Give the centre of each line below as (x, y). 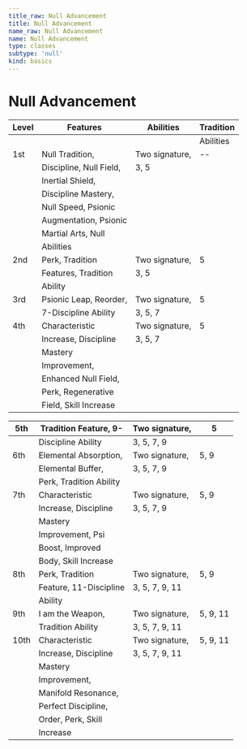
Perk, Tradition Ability (79, 482)
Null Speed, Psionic (79, 206)
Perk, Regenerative (78, 392)
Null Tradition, (68, 154)
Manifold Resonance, (79, 693)
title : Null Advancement (50, 24)
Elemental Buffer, (71, 468)
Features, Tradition (77, 273)
